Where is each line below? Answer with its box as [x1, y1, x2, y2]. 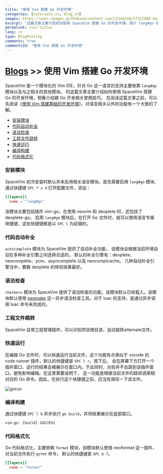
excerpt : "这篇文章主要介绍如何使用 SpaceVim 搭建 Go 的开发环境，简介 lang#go [5, 20, 154, 26]
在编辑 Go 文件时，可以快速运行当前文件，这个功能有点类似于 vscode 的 [5, 352, 149, 358]
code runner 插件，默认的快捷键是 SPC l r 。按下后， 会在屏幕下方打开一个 [5, 358, 155, 364]
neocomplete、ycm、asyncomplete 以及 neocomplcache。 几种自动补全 [5, 258, 150, 263]
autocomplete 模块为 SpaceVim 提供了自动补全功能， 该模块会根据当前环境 [5, 245, 154, 251]
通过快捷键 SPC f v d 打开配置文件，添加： [5, 185, 91, 191]
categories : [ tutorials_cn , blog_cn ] [5, 12, 81, 16]
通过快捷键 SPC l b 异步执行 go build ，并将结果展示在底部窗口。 [5, 411, 135, 417]
